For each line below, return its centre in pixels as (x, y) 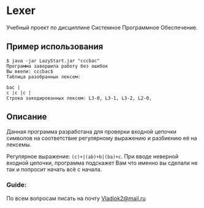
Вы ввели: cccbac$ (30, 71)
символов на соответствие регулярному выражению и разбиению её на (102, 138)
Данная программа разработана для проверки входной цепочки (91, 131)
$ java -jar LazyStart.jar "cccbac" (53, 61)
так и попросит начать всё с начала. (54, 169)
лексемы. (19, 145)
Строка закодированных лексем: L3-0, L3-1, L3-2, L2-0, (79, 98)
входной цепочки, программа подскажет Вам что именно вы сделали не (102, 163)
